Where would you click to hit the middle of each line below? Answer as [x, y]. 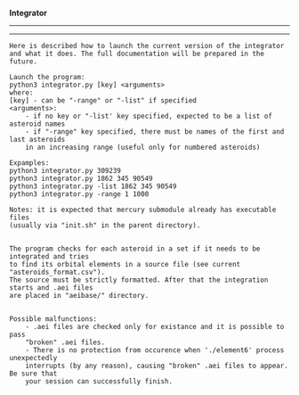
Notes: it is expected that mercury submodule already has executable [143, 210]
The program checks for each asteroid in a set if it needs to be [135, 249]
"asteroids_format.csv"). [57, 272]
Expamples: [29, 163]
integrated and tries [49, 257]
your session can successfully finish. [99, 382]
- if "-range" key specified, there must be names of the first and [155, 132]
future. [24, 62]
